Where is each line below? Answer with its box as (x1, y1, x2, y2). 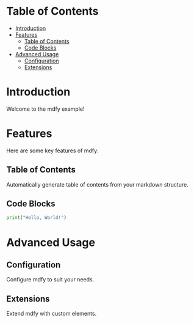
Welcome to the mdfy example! (6, 105, 85, 113)
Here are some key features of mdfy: (6, 147, 99, 154)
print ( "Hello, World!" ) (6, 215, 67, 221)
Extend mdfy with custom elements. (6, 310, 97, 317)
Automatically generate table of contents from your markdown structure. (6, 180, 189, 188)
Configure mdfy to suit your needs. (6, 276, 95, 283)
